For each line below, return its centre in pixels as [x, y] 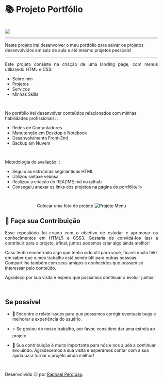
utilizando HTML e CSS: [29, 69]
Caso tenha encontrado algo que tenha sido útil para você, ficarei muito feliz [81, 252]
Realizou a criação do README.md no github [57, 182]
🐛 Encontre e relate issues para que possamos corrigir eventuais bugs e [84, 313]
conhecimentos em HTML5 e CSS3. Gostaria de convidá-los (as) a [81, 238]
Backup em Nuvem [31, 143]
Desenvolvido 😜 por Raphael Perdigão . [44, 374]
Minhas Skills [25, 94]
